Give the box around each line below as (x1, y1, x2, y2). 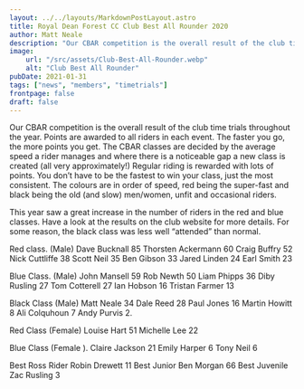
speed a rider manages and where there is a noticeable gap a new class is (9, 151, 286, 162)
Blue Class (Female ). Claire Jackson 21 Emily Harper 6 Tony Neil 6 (9, 343, 258, 354)
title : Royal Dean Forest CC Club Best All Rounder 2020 (9, 22, 229, 31)
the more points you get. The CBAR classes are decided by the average (9, 141, 276, 152)
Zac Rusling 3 (9, 370, 61, 381)
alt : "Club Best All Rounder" (25, 64, 140, 73)
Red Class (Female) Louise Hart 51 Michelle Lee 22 (9, 325, 199, 336)
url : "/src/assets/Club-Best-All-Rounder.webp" (25, 55, 208, 64)
